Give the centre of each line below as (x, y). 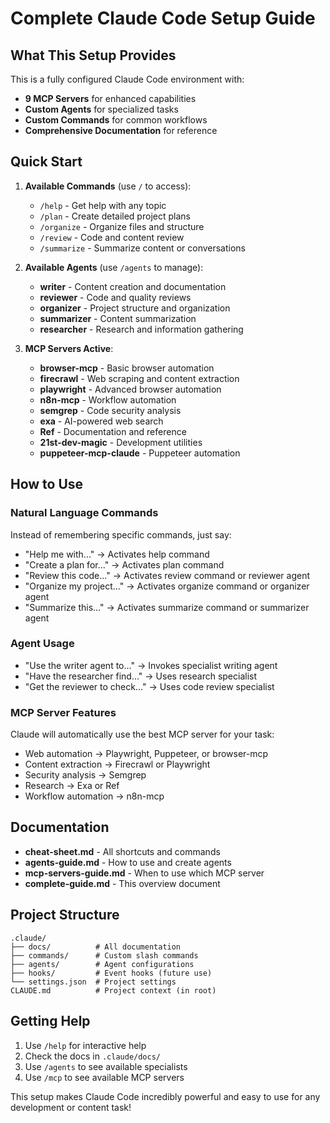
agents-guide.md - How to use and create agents (128, 862)
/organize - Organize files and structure (122, 226)
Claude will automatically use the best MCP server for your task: (142, 734)
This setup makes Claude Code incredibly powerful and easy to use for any (165, 1096)
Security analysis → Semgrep (85, 775)
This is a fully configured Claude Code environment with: (127, 79)
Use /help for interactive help (85, 1045)
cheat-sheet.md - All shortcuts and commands (122, 851)
